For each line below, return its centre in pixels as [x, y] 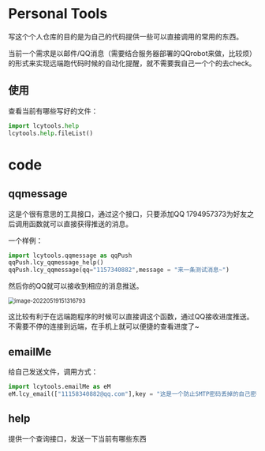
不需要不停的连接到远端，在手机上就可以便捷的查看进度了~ [104, 326]
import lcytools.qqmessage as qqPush [70, 255]
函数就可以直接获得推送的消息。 [80, 224]
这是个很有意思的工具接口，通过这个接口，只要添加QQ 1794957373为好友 [128, 214]
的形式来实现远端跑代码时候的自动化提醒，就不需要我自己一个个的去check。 [132, 63]
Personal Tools [58, 14]
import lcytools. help [44, 126]
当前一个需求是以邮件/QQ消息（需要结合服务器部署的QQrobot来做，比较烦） [132, 53]
